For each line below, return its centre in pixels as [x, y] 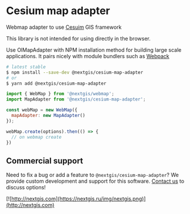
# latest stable [26, 67]
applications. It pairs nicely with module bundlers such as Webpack [88, 56]
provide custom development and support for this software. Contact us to [95, 181]
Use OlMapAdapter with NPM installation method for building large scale [94, 50]
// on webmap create [36, 137]
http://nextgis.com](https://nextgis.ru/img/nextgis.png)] [79, 199]
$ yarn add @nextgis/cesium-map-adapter [56, 83]
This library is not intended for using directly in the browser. [79, 38]
